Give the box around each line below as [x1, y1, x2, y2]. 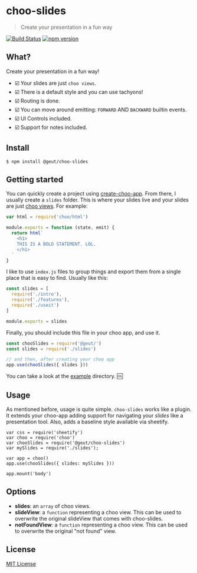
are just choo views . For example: [6, 203, 88, 210]
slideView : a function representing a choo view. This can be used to [14, 508, 182, 516]
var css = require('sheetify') [6, 429, 83, 435]
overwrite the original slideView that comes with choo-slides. [14, 515, 163, 522]
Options [6, 487, 37, 497]
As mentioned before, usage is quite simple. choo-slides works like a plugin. [6, 405, 192, 413]
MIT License [6, 560, 37, 567]
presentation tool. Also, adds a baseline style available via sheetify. [6, 418, 169, 425]
